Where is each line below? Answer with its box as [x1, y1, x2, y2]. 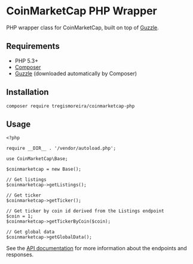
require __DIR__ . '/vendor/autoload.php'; [6, 145, 117, 152]
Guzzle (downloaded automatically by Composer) [14, 70, 137, 77]
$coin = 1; [6, 213, 33, 219]
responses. [6, 251, 34, 258]
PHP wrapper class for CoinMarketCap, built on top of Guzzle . [6, 24, 160, 31]
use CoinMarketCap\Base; [6, 156, 68, 162]
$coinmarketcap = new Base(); [6, 166, 82, 173]
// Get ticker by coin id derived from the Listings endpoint [6, 208, 164, 214]
